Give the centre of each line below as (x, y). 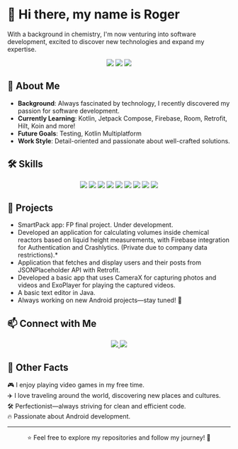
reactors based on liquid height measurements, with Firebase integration (124, 240)
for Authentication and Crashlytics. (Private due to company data (112, 248)
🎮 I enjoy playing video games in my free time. (76, 385)
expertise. (22, 49)
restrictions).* (38, 255)
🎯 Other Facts (38, 367)
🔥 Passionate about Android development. (69, 416)
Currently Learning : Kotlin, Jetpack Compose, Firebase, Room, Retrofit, (123, 118)
